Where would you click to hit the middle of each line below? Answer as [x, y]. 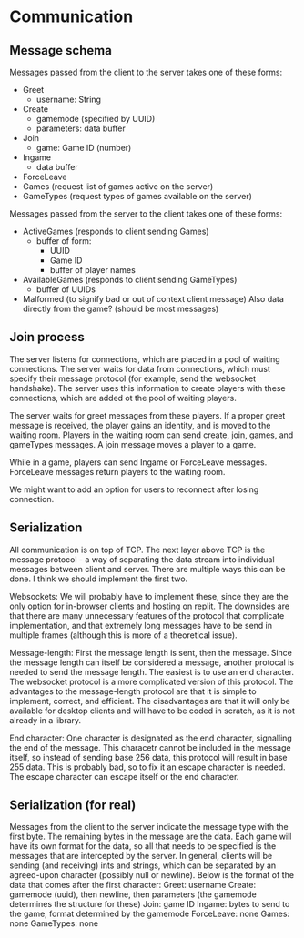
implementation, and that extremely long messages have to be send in [141, 625]
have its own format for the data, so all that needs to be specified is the [143, 846]
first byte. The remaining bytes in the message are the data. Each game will [151, 837]
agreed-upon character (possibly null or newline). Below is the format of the [152, 875]
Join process [47, 337]
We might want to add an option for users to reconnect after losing [134, 489]
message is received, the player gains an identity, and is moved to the [140, 425]
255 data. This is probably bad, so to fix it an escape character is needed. [147, 767]
